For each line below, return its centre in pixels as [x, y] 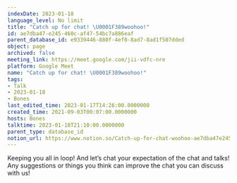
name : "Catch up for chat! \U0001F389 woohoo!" [77, 72]
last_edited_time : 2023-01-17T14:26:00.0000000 [79, 106]
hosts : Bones [26, 118]
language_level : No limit [45, 20]
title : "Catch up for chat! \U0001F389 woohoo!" [79, 27]
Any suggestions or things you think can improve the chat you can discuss [115, 165]
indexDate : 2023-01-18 [41, 14]
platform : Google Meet [41, 66]
